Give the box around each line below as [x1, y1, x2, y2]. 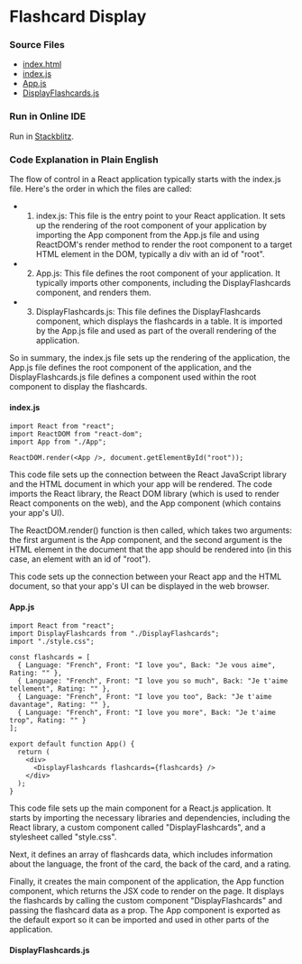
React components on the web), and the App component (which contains [9, 498, 281, 509]
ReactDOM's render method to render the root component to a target [35, 239, 293, 250]
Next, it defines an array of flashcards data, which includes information [9, 849, 273, 860]
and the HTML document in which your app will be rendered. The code [9, 479, 273, 490]
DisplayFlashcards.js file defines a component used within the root [9, 372, 257, 382]
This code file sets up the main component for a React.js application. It [9, 803, 272, 813]
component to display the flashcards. [9, 381, 148, 392]
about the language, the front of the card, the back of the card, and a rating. [9, 858, 291, 869]
